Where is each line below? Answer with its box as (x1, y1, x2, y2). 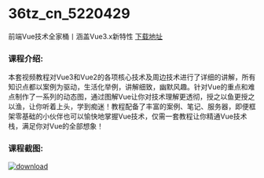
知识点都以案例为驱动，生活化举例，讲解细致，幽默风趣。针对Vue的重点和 (8, 82, 249, 92)
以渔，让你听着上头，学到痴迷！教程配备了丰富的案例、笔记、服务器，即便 (8, 102, 249, 111)
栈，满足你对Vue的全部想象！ (8, 122, 104, 131)
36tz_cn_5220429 (8, 5, 131, 23)
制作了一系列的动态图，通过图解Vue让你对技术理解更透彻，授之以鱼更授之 (14, 92, 255, 102)
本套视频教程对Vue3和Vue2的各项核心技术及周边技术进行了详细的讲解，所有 (8, 72, 256, 82)
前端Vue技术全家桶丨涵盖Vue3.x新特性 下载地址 (8, 31, 163, 41)
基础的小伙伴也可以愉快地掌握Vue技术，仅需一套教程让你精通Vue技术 (21, 111, 247, 122)
